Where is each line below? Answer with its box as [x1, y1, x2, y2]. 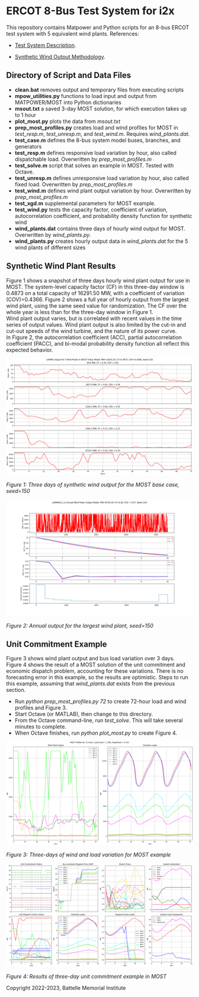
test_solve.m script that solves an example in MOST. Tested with [14, 162, 174, 169]
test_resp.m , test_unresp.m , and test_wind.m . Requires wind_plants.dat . [14, 130, 190, 137]
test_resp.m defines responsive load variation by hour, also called [14, 149, 176, 156]
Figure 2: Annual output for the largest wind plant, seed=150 [6, 622, 154, 629]
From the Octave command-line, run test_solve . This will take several [14, 717, 183, 724]
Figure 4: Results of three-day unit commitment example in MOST [6, 973, 167, 980]
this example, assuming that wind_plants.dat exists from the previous [6, 680, 175, 687]
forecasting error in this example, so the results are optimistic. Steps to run [6, 674, 188, 681]
